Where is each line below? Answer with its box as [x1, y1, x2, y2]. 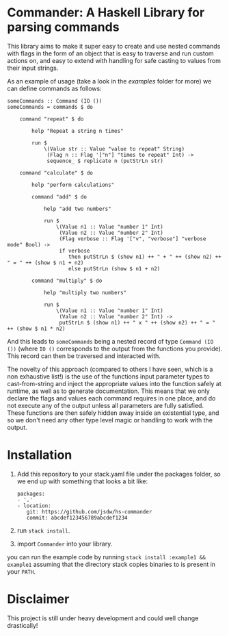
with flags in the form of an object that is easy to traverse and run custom [7, 49, 214, 58]
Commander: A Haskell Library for [7, 5, 205, 21]
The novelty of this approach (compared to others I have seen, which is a [7, 365, 213, 373]
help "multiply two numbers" [43, 289, 127, 296]
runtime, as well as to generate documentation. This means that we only [7, 387, 210, 395]
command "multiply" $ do [31, 277, 103, 284]
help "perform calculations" [31, 181, 115, 188]
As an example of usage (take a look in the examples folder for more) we [7, 77, 212, 85]
